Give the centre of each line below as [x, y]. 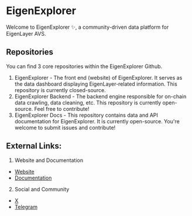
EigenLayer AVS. [26, 33]
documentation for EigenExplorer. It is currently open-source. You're [97, 121]
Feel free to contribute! [62, 109]
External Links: [34, 146]
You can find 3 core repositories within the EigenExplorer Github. [84, 66]
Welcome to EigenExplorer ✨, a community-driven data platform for [88, 27]
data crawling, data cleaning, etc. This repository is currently [88, 102]
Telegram [26, 207]
